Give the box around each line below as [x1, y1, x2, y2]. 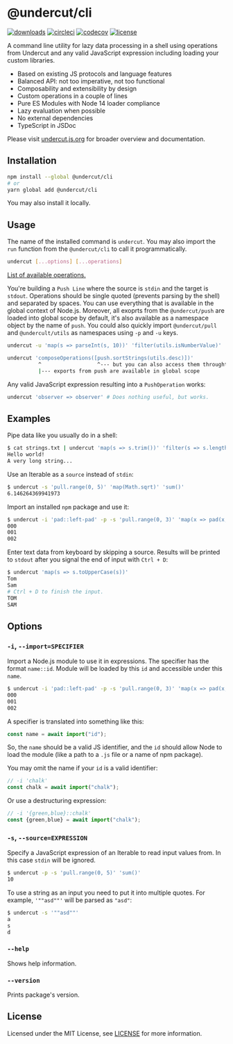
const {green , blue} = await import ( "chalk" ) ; [7, 817, 141, 824]
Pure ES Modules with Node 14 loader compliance [17, 99, 161, 107]
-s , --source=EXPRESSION [7, 833, 88, 842]
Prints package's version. [7, 990, 80, 999]
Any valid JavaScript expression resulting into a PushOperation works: [7, 380, 206, 389]
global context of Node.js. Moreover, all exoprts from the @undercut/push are [7, 307, 225, 315]
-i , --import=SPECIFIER [7, 641, 85, 651]
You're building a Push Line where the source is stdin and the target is [7, 284, 209, 293]
